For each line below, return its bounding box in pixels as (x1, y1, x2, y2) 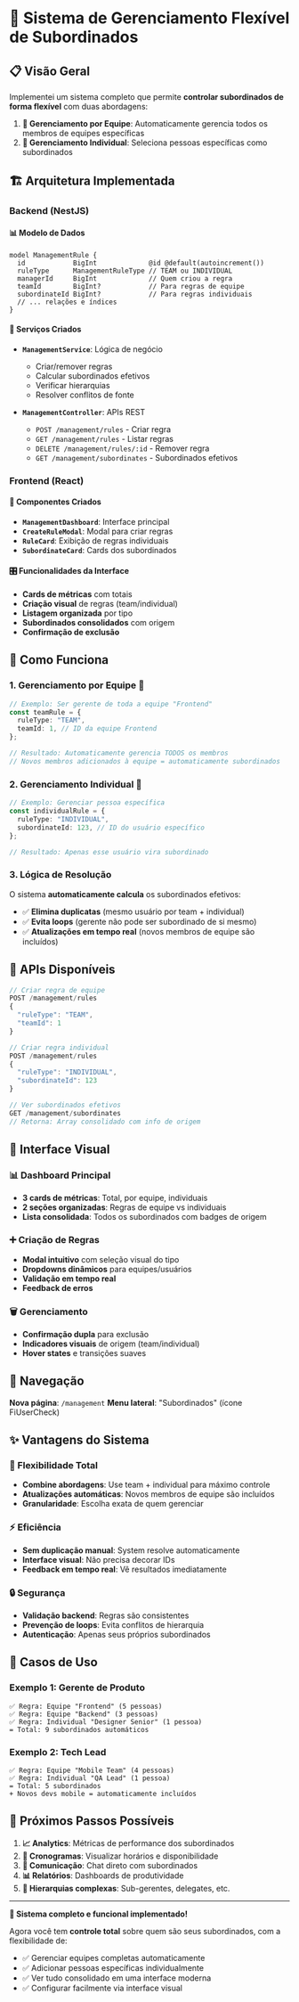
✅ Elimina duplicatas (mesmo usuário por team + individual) (21, 906, 245, 917)
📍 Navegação (9, 1374, 85, 1389)
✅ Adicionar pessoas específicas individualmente (21, 1962, 205, 1973)
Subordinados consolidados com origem (21, 617, 175, 628)
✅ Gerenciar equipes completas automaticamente (21, 1952, 206, 1963)
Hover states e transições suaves (21, 1347, 147, 1358)
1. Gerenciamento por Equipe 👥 (9, 679, 145, 691)
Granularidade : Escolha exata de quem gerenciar (21, 1499, 205, 1509)
